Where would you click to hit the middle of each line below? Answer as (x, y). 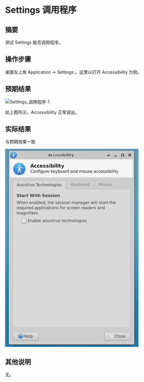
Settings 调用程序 (41, 10)
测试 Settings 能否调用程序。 (34, 42)
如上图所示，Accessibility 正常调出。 (42, 112)
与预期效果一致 (20, 142)
